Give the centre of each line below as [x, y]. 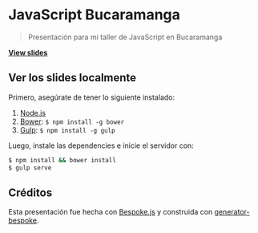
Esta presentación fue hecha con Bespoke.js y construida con [111, 212]
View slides [28, 52]
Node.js [33, 112]
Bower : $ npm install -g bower [72, 121]
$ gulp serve [30, 168]
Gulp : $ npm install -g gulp [67, 129]
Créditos [30, 192]
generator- [232, 212]
